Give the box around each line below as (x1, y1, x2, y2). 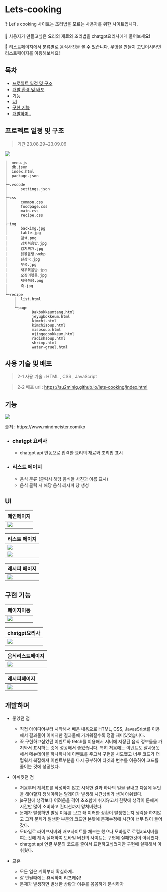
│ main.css (5, 208, 39, 213)
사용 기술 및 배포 (5, 359, 52, 368)
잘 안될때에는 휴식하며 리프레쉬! (19, 875, 81, 881)
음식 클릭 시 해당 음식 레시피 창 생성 (19, 482, 89, 488)
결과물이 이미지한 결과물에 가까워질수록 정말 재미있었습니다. (29, 732, 146, 738)
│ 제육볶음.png (5, 278, 44, 283)
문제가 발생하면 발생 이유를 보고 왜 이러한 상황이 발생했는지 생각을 (19, 810, 148, 816)
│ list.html (14, 296, 41, 301)
